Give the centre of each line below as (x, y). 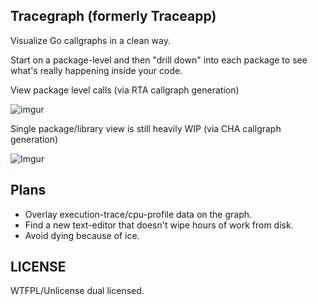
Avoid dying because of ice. (82, 235)
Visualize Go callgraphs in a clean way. (90, 40)
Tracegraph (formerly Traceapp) (113, 16)
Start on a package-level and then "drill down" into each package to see (159, 60)
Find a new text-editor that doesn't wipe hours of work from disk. (159, 225)
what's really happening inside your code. (96, 70)
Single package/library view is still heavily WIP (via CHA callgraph (146, 128)
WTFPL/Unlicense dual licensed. (77, 291)
